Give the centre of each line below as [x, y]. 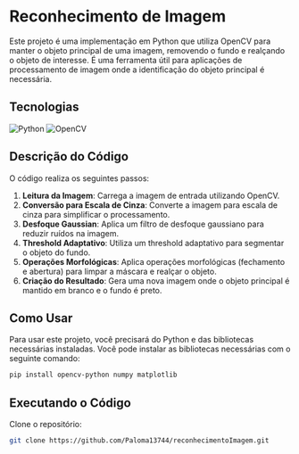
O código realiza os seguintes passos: [79, 178]
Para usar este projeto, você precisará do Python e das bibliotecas [132, 340]
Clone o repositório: [46, 425]
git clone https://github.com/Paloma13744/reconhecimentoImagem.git [139, 441]
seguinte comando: [45, 359]
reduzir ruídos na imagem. [71, 233]
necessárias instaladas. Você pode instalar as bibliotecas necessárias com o [150, 349]
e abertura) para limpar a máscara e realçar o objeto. [119, 271]
